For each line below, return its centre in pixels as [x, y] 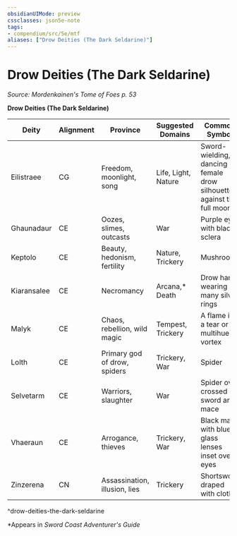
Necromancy [123, 291]
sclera [211, 237]
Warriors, [116, 391]
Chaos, [113, 320]
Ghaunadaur [31, 229]
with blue [216, 430]
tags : [15, 27]
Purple [212, 219]
